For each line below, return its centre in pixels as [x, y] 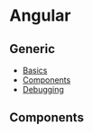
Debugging [43, 89]
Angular [40, 16]
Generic [33, 49]
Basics [35, 70]
